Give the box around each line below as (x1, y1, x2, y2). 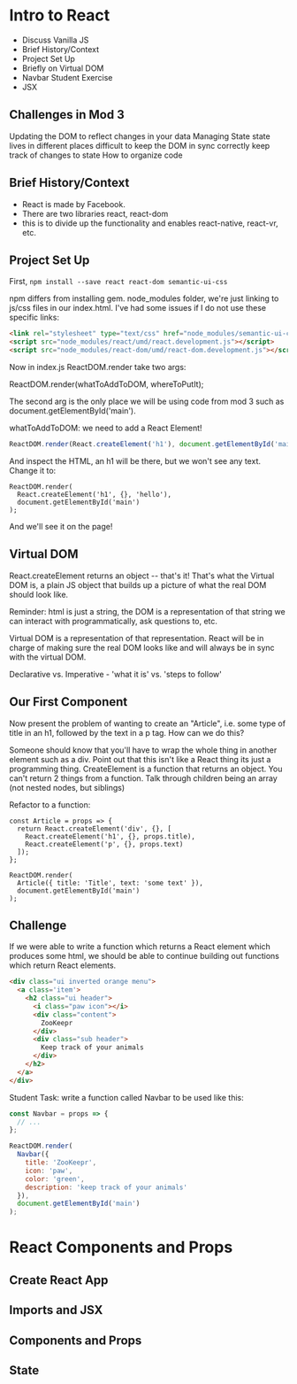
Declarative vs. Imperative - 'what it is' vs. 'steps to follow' (9, 669, 223, 679)
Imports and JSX (9, 1303, 103, 1318)
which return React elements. (9, 960, 117, 970)
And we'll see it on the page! (9, 521, 113, 531)
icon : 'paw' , (25, 1166, 73, 1175)
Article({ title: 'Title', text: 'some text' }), (17, 878, 203, 887)
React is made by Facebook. (21, 198, 126, 209)
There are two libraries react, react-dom (21, 208, 169, 219)
